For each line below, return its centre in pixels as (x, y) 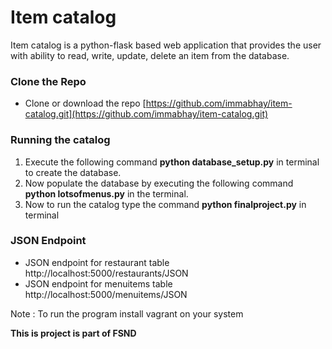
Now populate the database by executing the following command (159, 183)
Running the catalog (60, 140)
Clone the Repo (48, 81)
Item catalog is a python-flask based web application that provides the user (166, 45)
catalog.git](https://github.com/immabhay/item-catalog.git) (146, 114)
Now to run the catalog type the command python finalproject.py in (165, 204)
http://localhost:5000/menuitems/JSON (106, 294)
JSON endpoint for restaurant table (97, 262)
